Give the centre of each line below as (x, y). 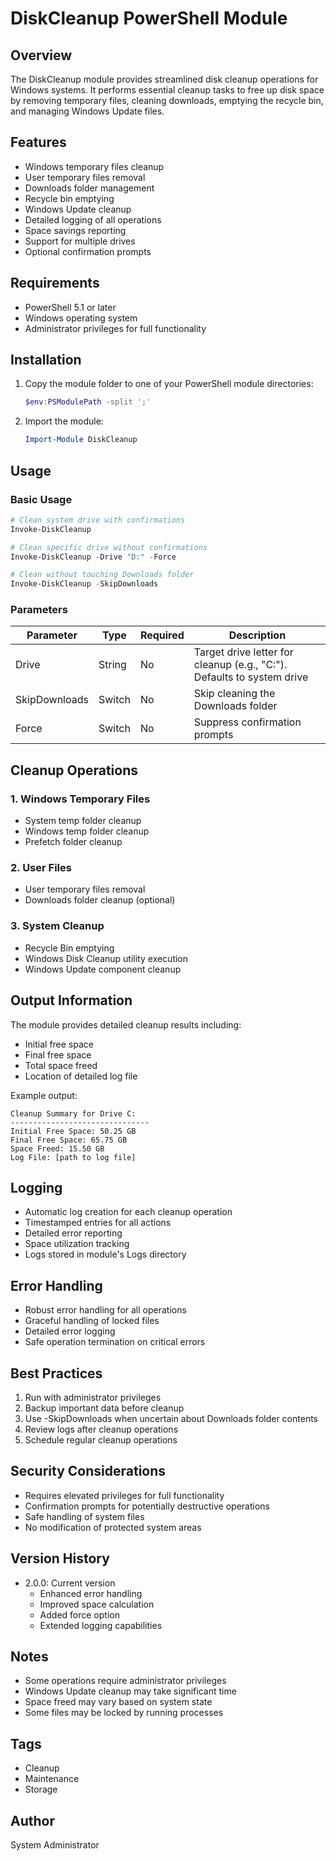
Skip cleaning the (234, 694)
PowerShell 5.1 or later (70, 307)
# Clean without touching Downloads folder (102, 575)
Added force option (79, 1614)
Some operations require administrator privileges (125, 1681)
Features (38, 142)
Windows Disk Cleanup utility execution (106, 958)
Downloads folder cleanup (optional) (100, 900)
